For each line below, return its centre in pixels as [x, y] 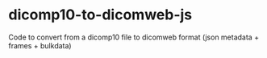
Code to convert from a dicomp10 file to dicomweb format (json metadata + [134, 37]
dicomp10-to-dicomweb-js [100, 15]
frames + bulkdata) [40, 45]
